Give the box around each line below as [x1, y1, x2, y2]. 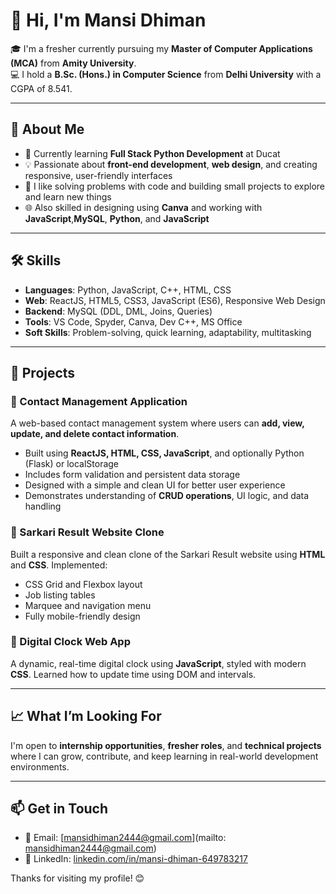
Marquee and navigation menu [24, 599, 152, 611]
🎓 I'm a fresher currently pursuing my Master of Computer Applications [10, 42, 313, 54]
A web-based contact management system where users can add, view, [10, 417, 305, 429]
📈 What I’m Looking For [10, 708, 162, 725]
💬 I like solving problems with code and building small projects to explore [24, 180, 326, 192]
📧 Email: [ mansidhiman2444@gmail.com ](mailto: [24, 832, 227, 844]
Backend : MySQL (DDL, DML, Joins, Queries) [24, 305, 213, 317]
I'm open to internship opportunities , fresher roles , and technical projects [10, 739, 322, 751]
